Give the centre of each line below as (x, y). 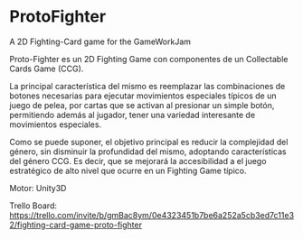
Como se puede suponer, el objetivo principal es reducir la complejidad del (149, 142)
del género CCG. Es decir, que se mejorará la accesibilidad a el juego (138, 161)
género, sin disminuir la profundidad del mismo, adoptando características (148, 152)
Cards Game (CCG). (47, 69)
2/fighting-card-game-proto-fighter (76, 225)
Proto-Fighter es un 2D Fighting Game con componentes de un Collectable (149, 59)
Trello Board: (33, 206)
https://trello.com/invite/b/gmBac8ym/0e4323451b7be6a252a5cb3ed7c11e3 (152, 215)
